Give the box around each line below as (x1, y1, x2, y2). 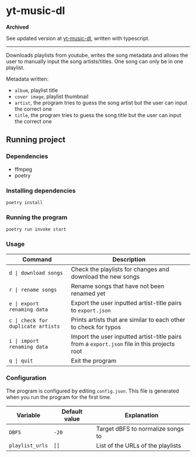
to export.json (71, 306, 111, 314)
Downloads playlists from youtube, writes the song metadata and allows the (6, 51, 188, 59)
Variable (16, 411, 41, 419)
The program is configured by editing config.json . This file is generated (6, 387, 179, 394)
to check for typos (71, 323, 121, 331)
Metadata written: (6, 75, 48, 83)
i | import (9, 338, 39, 344)
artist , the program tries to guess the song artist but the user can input (14, 99, 188, 106)
